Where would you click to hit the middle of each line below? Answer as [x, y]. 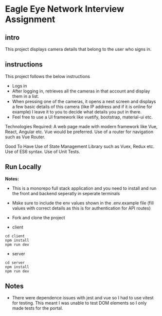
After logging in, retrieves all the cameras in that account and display [81, 91]
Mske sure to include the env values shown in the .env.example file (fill [83, 203]
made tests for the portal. [37, 308]
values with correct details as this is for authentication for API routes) [81, 208]
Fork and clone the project [38, 217]
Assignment [30, 19]
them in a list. [26, 96]
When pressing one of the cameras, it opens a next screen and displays [84, 101]
